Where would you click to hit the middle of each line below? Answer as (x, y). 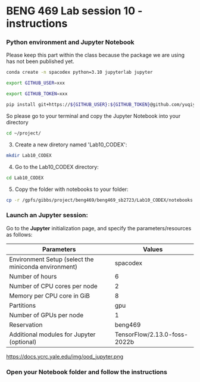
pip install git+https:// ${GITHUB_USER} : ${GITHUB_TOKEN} (78, 105)
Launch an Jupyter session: (47, 215)
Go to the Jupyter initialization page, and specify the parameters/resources (99, 228)
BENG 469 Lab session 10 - (74, 11)
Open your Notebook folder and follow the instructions (87, 372)
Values (153, 249)
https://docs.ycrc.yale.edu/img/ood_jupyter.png (65, 356)
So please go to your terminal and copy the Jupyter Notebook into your (93, 116)
